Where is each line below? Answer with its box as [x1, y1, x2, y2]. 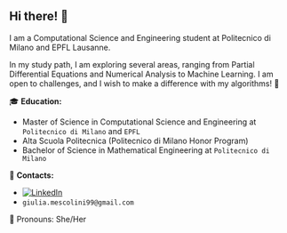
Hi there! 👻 [9, 9, 69, 24]
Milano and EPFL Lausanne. [9, 42, 111, 52]
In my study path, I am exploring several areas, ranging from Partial [9, 59, 255, 69]
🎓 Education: [9, 95, 62, 107]
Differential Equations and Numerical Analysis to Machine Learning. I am [9, 68, 274, 79]
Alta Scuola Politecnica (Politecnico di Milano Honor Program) [21, 135, 249, 146]
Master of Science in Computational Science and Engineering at [21, 116, 257, 127]
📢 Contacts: [9, 170, 54, 181]
